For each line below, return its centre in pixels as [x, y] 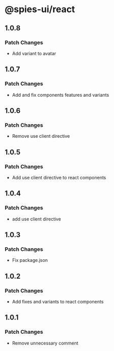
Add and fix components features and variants [61, 95]
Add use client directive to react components [59, 177]
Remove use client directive [41, 136]
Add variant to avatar [34, 53]
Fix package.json [30, 260]
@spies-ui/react [40, 9]
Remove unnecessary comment [45, 343]
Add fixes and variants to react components [58, 302]
